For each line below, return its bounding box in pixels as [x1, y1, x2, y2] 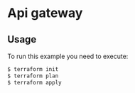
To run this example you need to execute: [7, 52, 129, 60]
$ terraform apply [7, 79, 62, 86]
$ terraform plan [7, 72, 59, 80]
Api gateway [7, 5, 83, 21]
